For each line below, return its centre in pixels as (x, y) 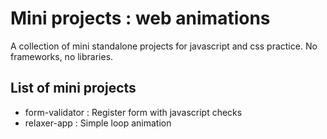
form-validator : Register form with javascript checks (133, 112)
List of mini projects (73, 88)
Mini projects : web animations (140, 18)
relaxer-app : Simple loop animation (98, 123)
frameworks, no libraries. (62, 56)
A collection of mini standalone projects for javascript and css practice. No (164, 46)
